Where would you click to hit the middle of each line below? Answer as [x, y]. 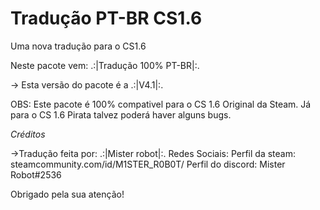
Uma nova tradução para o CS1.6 [78, 46]
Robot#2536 [36, 174]
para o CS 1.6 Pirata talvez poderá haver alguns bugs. [121, 114]
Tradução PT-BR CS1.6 [106, 18]
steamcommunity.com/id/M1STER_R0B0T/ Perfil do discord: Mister [148, 164]
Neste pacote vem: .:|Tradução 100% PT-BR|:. [105, 65]
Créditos [28, 134]
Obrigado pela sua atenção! [67, 194]
